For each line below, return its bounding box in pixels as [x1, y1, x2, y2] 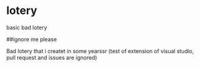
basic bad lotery [6, 24, 48, 31]
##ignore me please [6, 35, 57, 43]
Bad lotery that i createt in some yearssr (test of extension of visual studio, [6, 47, 194, 55]
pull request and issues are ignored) [6, 54, 97, 61]
